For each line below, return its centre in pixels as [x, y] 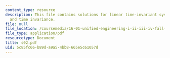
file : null [17, 24]
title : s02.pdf [21, 43]
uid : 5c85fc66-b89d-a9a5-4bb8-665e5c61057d [52, 47]
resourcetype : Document [30, 38]
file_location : [21, 29]
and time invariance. [33, 19]
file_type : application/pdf [35, 33]
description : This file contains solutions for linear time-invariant [81, 15]
